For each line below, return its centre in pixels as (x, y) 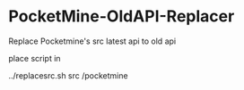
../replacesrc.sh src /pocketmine (68, 75)
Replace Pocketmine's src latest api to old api (92, 41)
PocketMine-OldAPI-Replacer (122, 16)
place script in (35, 58)
